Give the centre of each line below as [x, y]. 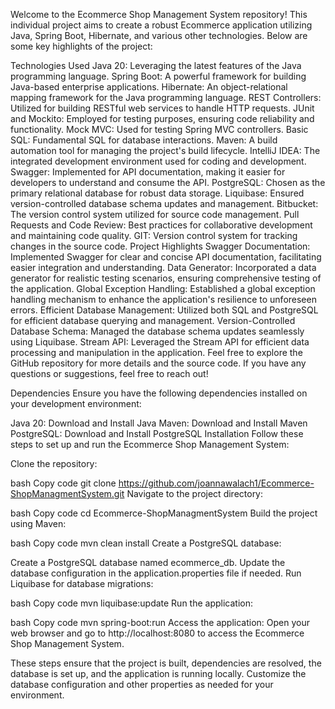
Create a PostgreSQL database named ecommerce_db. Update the [148, 562]
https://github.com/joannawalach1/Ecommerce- [216, 483]
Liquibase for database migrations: [82, 583]
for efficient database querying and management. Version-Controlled [153, 320]
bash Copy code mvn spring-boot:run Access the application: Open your [160, 622]
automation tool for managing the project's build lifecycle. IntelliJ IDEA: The [165, 150]
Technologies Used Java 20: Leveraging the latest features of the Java [156, 65]
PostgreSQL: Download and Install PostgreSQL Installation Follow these [157, 433]
